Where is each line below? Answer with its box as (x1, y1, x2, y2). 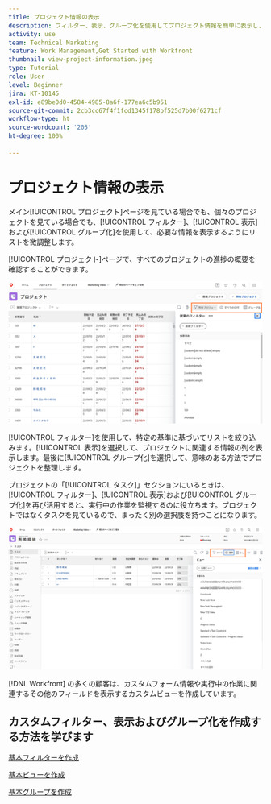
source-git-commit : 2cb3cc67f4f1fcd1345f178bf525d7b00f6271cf (8, 106, 222, 114)
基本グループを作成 (8, 786, 73, 797)
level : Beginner (8, 81, 63, 89)
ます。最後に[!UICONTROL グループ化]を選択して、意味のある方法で (22, 453, 248, 462)
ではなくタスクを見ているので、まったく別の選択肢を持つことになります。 (15, 510, 262, 520)
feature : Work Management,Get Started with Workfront (8, 47, 194, 56)
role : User (8, 73, 45, 81)
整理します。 (43, 463, 86, 473)
